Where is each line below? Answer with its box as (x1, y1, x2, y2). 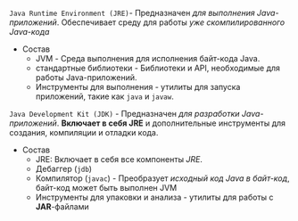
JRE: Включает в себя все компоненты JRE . (35, 154, 203, 164)
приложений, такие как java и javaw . (35, 91, 174, 102)
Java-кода (9, 27, 50, 37)
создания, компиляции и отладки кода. (9, 127, 159, 137)
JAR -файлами (35, 201, 89, 212)
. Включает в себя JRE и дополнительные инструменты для (56, 118, 286, 128)
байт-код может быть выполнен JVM (35, 183, 178, 192)
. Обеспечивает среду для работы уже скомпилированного (56, 17, 286, 28)
